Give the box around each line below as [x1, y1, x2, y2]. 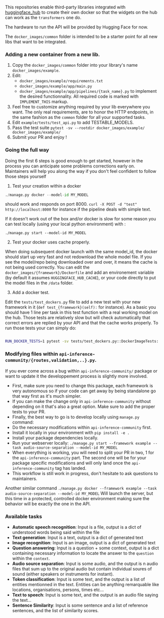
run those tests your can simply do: [5, 325, 76, 331]
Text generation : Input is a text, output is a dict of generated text [12, 535, 143, 540]
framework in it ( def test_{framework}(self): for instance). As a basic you [5, 304, 156, 310]
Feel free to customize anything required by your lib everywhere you [12, 104, 150, 110]
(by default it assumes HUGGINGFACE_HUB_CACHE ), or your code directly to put [5, 275, 156, 281]
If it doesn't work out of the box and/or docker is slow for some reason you [5, 216, 156, 222]
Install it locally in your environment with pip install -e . [12, 430, 130, 435]
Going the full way [5, 147, 49, 154]
